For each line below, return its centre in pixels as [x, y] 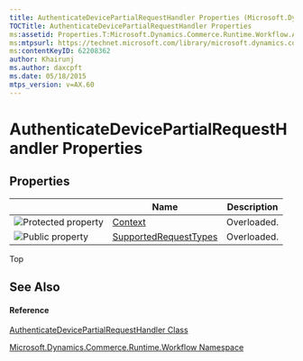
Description [252, 206]
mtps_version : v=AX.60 [52, 85]
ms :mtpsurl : [32, 43]
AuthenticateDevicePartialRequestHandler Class [99, 330]
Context [129, 221]
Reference [29, 310]
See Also [35, 288]
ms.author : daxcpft [46, 68]
